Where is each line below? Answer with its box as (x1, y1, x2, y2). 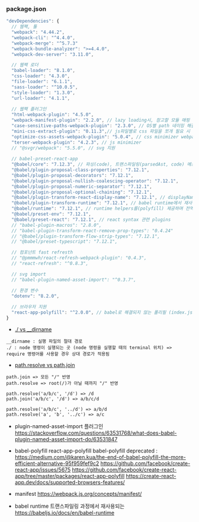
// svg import (11, 271, 46, 277)
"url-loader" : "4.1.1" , (11, 95, 70, 101)
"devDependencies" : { (6, 18, 60, 24)
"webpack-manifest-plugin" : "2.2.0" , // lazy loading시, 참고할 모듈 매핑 (11, 118, 190, 124)
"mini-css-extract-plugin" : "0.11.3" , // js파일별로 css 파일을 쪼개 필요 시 (11, 128, 191, 134)
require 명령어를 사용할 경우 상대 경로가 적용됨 (6, 351, 110, 357)
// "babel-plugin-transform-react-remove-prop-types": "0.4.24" (11, 227, 174, 233)
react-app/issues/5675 (14, 466, 71, 473)
